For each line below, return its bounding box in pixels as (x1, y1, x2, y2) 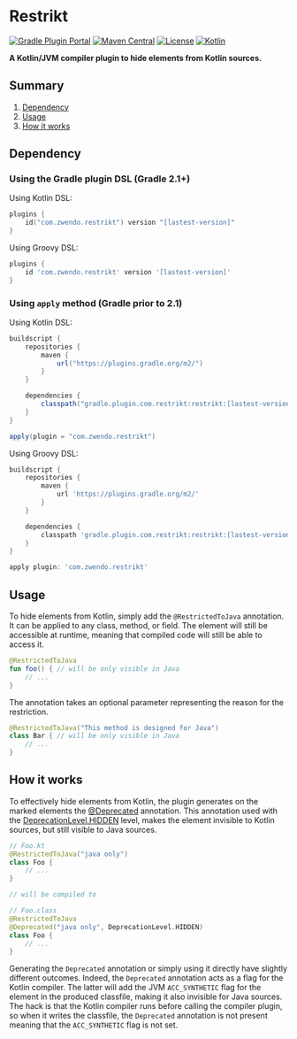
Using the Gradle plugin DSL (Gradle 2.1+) (9, 173, 191, 185)
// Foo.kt (9, 841, 46, 850)
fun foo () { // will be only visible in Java (9, 664, 179, 673)
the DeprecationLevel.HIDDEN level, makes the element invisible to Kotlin (9, 814, 276, 825)
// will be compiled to (9, 890, 97, 899)
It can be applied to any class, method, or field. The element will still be (9, 620, 268, 631)
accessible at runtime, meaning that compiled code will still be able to (9, 630, 263, 641)
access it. (9, 639, 44, 650)
